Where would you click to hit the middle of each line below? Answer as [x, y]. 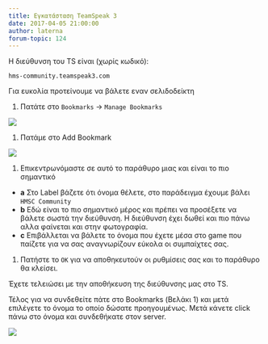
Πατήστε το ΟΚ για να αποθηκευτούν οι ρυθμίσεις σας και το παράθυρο [140, 260]
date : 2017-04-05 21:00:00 [54, 23]
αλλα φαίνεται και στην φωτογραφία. [84, 227]
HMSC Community [46, 202]
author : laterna [36, 31]
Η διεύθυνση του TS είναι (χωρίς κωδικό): [79, 61]
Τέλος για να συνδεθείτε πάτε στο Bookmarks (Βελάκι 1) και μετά [119, 300]
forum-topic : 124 [38, 38]
